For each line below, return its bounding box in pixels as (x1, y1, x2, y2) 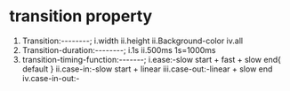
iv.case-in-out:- (21, 72, 80, 83)
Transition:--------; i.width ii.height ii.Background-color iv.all (21, 35, 243, 46)
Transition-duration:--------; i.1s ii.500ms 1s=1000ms (21, 44, 216, 55)
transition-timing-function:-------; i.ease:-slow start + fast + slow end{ (21, 54, 282, 64)
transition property (9, 6, 153, 27)
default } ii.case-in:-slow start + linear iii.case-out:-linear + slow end (21, 64, 273, 74)
